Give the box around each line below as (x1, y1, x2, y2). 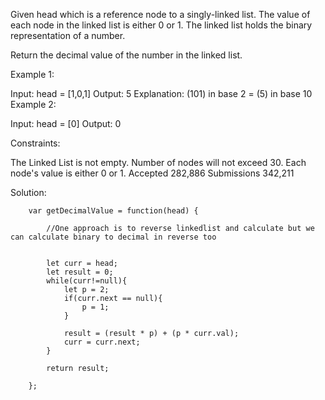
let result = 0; (46, 267, 114, 277)
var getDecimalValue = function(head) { (28, 206, 199, 216)
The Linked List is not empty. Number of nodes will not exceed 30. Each (10, 157, 307, 168)
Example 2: (10, 99, 57, 110)
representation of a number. (10, 30, 126, 41)
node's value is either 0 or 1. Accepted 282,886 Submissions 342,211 (10, 167, 295, 179)
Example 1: (10, 69, 55, 80)
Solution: (10, 187, 47, 198)
